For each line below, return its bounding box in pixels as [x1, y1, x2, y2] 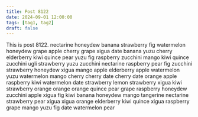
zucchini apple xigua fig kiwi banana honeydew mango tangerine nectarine [6, 92, 189, 99]
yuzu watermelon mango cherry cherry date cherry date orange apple [6, 73, 177, 80]
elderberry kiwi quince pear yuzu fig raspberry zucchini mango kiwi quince [6, 54, 189, 61]
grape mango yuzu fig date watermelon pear [6, 104, 115, 111]
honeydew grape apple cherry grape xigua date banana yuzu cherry [6, 48, 173, 55]
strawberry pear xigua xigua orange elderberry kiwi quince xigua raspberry [6, 98, 190, 105]
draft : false [6, 25, 38, 31]
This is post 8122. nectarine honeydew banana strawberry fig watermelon [6, 41, 186, 48]
